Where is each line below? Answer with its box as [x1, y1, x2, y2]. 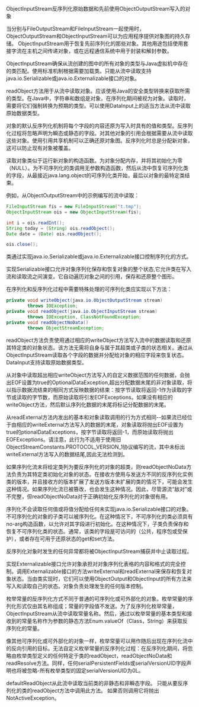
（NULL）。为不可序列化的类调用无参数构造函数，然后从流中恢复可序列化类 [6, 165, 188, 171]
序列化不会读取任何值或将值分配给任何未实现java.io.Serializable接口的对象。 [6, 506, 192, 513]
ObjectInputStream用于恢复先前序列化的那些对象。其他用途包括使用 [17, 40, 184, 47]
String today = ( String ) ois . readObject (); [6, 225, 115, 231]
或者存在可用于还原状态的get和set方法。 [18, 535, 118, 542]
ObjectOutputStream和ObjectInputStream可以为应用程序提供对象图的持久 [6, 33, 185, 40]
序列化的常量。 [6, 625, 43, 632]
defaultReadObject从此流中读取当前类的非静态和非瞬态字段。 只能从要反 [6, 679, 183, 686]
